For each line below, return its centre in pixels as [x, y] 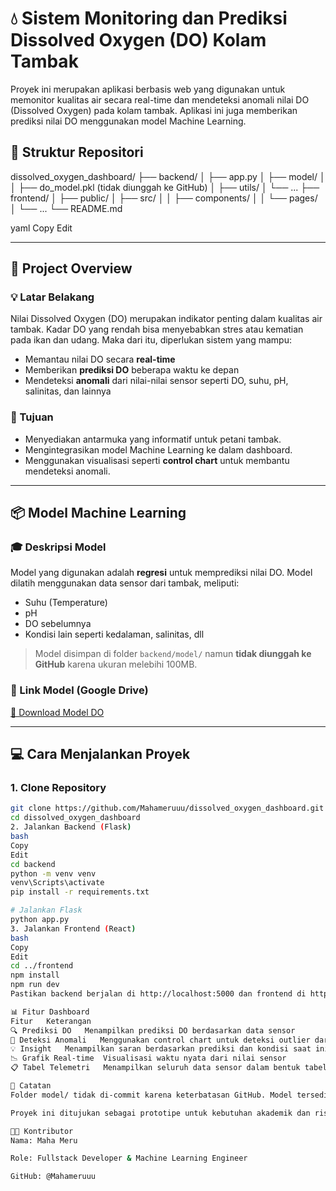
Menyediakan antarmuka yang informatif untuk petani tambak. [153, 439]
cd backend [33, 864]
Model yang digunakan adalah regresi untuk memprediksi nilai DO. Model [161, 573]
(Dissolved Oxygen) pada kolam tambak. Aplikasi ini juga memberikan [154, 110]
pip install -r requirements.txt [80, 892]
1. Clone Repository [58, 788]
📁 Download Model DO [57, 712]
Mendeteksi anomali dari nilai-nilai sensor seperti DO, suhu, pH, [156, 381]
